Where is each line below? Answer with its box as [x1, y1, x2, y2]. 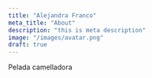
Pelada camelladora [8, 62, 72, 72]
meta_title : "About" [8, 19, 76, 27]
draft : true [8, 41, 47, 49]
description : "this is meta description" [8, 26, 146, 34]
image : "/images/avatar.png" [8, 33, 104, 42]
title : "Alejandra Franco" [8, 11, 97, 20]
